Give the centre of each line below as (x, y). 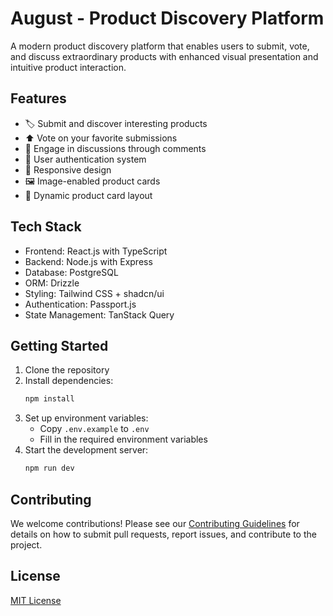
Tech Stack (46, 227)
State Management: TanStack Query (99, 314)
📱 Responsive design (68, 169)
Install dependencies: (69, 381)
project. (26, 544)
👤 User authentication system (85, 159)
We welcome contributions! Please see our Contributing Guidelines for (155, 523)
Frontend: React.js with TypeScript (96, 251)
